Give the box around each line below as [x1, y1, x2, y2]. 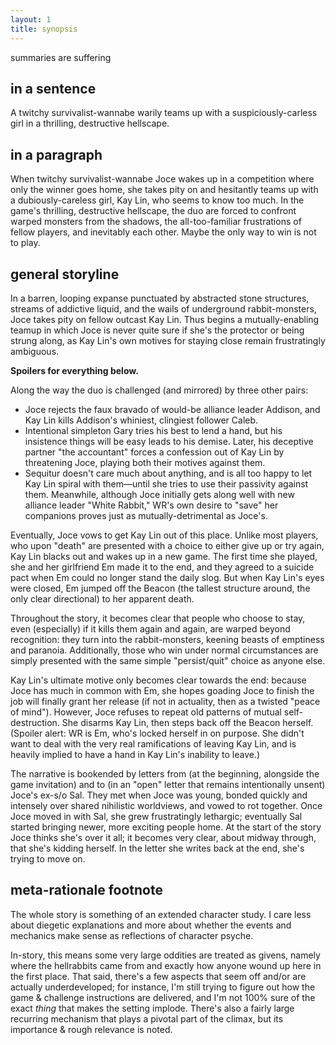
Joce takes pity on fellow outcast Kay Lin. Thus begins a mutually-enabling [10, 313, 320, 325]
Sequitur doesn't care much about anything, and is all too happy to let [24, 467, 313, 479]
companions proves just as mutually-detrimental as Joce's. [24, 509, 268, 521]
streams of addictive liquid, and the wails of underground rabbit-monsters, [10, 302, 317, 315]
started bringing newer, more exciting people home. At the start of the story [10, 821, 322, 833]
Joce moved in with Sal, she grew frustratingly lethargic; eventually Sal [10, 810, 303, 822]
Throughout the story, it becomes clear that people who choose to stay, [10, 612, 306, 624]
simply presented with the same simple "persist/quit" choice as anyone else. [10, 654, 326, 666]
